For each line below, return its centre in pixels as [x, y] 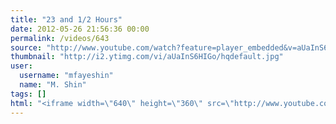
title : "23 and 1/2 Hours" [66, 19]
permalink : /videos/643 [60, 38]
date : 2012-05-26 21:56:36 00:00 [80, 29]
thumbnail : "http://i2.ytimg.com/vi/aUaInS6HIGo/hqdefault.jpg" [147, 57]
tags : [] [28, 94]
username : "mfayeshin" [66, 76]
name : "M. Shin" [53, 85]
